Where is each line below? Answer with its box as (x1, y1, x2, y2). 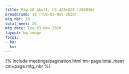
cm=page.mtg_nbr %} (5, 63, 51, 69)
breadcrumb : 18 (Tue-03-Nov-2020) (5, 12, 77, 17)
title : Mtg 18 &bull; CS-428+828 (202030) (5, 7, 95, 12)
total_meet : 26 (5, 21, 37, 26)
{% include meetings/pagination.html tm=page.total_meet (5, 58, 124, 64)
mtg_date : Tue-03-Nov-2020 (5, 26, 61, 31)
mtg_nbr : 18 (5, 16, 30, 21)
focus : (5, 35, 19, 40)
